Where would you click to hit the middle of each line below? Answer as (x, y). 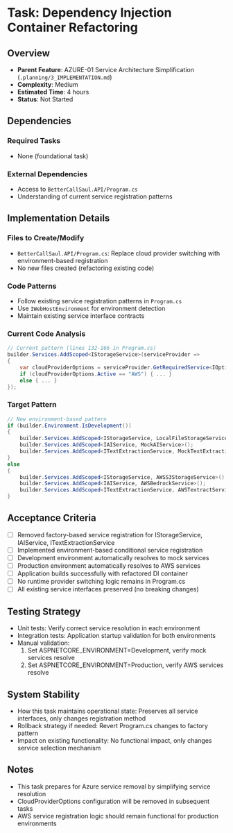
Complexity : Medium (48, 84)
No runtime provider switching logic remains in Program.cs (101, 582)
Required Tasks (34, 141)
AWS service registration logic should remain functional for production (118, 816)
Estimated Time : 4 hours (53, 92)
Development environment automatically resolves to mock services (113, 558)
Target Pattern (32, 405)
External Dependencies (48, 174)
